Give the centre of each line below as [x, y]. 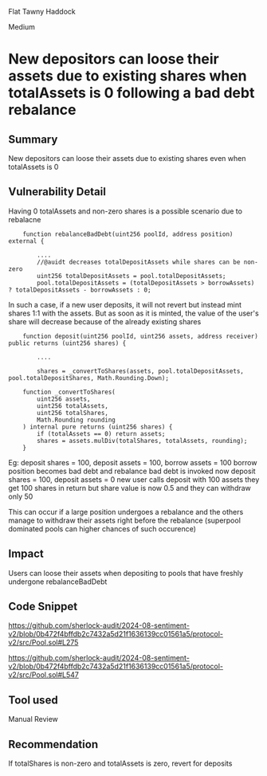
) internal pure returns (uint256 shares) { [98, 427]
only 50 [21, 496]
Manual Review [33, 719]
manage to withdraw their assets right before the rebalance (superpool [125, 520]
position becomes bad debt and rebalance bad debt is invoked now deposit [132, 471]
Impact [26, 554]
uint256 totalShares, [73, 413]
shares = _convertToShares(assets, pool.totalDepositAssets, [141, 371]
